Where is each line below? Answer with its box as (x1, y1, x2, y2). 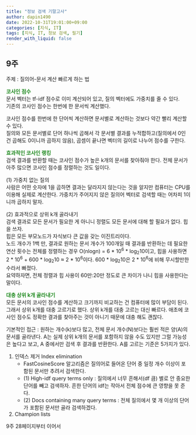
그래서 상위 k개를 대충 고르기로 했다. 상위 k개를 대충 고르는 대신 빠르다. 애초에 (6, 306, 183, 313)
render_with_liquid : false (6, 36, 72, 42)
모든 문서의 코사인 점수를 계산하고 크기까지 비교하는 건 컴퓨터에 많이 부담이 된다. (6, 299, 189, 306)
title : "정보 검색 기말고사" (6, 8, 67, 15)
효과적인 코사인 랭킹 (6, 149, 51, 156)
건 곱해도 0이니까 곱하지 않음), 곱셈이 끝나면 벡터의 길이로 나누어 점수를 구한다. (6, 137, 186, 144)
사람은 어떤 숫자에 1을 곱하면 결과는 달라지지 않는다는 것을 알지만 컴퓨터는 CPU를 (6, 184, 191, 191)
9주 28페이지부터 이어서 (6, 422, 61, 430)
